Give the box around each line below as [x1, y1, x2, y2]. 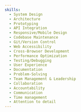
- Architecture [9, 16, 41, 21]
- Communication [9, 90, 43, 95]
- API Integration [9, 26, 48, 31]
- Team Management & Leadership [9, 76, 77, 81]
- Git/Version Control [9, 40, 56, 45]
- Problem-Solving [9, 72, 48, 77]
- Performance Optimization [9, 53, 68, 58]
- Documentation [9, 67, 43, 72]
